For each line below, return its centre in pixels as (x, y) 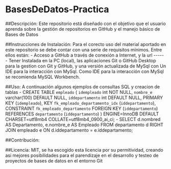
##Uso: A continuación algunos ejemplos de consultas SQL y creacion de (83, 87)
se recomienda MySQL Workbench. (43, 77)
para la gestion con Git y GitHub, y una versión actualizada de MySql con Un (86, 66)
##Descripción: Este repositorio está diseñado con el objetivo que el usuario (86, 23)
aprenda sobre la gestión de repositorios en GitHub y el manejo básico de (83, 29)
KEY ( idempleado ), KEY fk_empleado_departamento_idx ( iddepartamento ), (81, 103)
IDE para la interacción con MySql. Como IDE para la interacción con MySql (85, 71)
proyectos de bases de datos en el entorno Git (54, 161)
